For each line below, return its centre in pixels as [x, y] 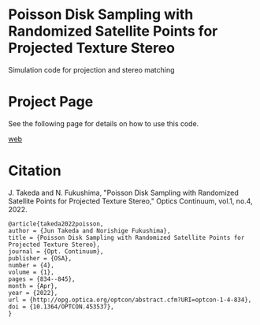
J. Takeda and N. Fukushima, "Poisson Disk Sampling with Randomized [123, 192]
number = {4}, [32, 265]
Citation [35, 171]
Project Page [51, 102]
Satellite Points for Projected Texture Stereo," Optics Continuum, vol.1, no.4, [131, 201]
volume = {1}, [32, 272]
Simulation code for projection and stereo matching [91, 69]
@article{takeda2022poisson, [56, 224]
